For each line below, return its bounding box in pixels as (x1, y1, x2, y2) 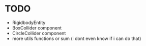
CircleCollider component (12, 30, 66, 36)
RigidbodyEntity (12, 19, 46, 25)
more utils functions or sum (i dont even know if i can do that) (12, 35, 141, 41)
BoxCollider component (12, 24, 62, 30)
